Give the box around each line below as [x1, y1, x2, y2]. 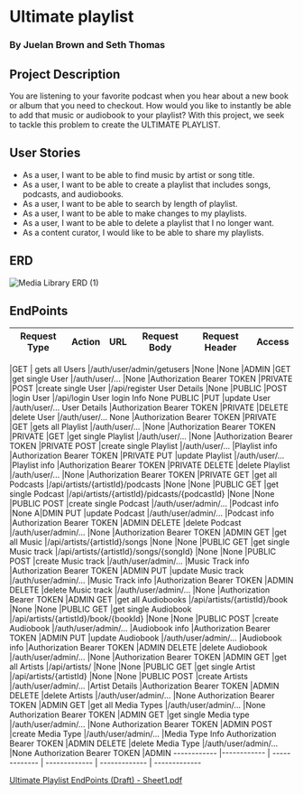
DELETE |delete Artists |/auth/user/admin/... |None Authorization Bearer [9, 690, 275, 701]
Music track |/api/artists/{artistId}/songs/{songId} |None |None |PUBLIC [9, 546, 277, 557]
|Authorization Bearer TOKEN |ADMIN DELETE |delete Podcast [9, 518, 242, 528]
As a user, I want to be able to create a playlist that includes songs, [22, 179, 271, 190]
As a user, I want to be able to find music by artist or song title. [22, 169, 255, 180]
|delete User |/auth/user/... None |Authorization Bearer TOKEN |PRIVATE [9, 412, 278, 423]
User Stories [9, 145, 81, 161]
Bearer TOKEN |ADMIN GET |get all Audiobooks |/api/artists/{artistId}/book [9, 594, 289, 605]
